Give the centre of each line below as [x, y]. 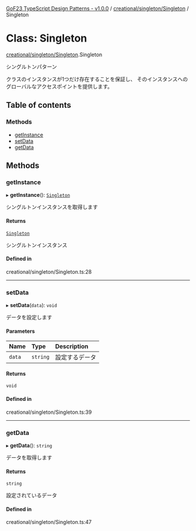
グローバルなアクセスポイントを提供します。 [59, 86]
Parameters [20, 331]
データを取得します [29, 457]
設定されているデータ [32, 495]
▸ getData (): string [29, 445]
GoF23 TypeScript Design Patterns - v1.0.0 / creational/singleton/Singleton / [97, 8]
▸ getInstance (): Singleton [38, 195]
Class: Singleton [47, 38]
